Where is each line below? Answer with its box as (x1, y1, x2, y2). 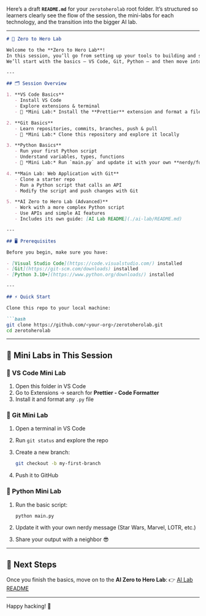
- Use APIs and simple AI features (14, 210, 105, 217)
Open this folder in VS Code (15, 383, 86, 390)
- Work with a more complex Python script (14, 205, 124, 211)
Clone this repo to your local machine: (6, 305, 112, 311)
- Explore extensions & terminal (14, 103, 100, 109)
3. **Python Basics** (6, 142, 62, 149)
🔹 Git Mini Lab (6, 411, 48, 419)
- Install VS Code (14, 98, 62, 104)
